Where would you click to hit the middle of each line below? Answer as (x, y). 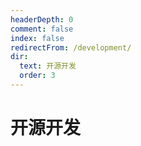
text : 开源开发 (48, 66)
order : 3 (37, 76)
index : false (37, 38)
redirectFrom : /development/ (71, 47)
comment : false (42, 29)
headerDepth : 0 (42, 19)
